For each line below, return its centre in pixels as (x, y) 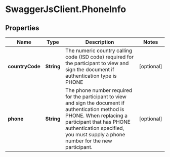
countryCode (24, 66)
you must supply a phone (95, 135)
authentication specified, (95, 128)
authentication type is (91, 76)
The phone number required (99, 90)
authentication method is (95, 109)
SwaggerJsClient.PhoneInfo (66, 9)
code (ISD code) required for (100, 57)
